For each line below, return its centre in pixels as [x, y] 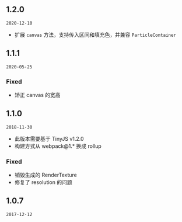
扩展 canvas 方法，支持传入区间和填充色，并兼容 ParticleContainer [95, 34]
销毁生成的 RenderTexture [45, 175]
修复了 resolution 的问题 [43, 182]
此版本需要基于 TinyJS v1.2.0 [49, 138]
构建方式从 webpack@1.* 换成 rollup [58, 146]
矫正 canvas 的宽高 [37, 95]
